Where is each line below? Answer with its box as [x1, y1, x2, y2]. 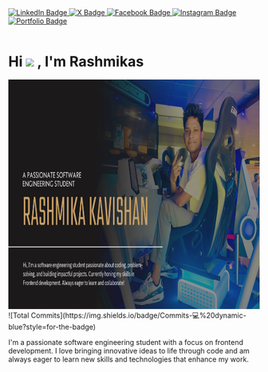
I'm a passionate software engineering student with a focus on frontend [8, 337, 244, 346]
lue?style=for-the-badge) [8, 322, 97, 331]
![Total [8, 311, 30, 320]
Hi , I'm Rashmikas [8, 53, 144, 71]
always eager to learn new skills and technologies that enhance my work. [8, 354, 250, 364]
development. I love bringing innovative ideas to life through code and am [8, 346, 250, 355]
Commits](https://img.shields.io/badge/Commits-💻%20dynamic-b [30, 311, 247, 320]
